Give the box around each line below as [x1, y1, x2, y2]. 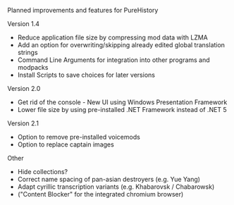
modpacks [17, 63, 49, 71]
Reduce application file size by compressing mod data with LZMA [17, 33, 208, 42]
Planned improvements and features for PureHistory [7, 6, 159, 14]
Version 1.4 [7, 20, 40, 27]
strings [17, 49, 38, 56]
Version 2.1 [7, 119, 39, 128]
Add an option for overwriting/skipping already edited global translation [17, 41, 226, 49]
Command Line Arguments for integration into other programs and [17, 56, 210, 64]
